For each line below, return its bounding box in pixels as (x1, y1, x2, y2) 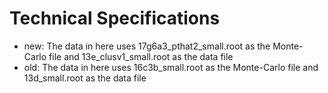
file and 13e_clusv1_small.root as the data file (48, 50, 234, 62)
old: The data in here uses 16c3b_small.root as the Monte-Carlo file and (23, 61, 319, 73)
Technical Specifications (9, 7, 221, 30)
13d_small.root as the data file (23, 72, 147, 84)
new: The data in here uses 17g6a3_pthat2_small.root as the (23, 40, 271, 52)
